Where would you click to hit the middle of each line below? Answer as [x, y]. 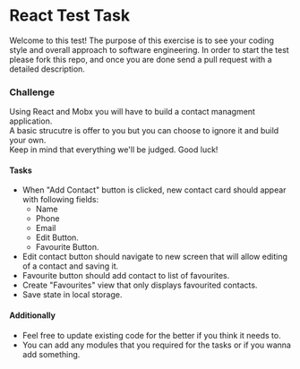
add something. [51, 354]
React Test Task [70, 16]
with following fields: [60, 200]
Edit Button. [57, 237]
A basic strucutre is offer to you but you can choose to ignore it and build [144, 131]
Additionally [33, 315]
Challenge [32, 92]
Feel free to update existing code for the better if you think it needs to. [151, 335]
